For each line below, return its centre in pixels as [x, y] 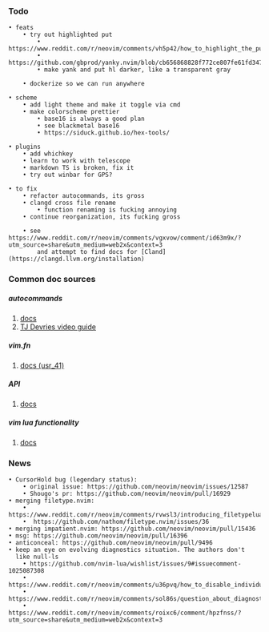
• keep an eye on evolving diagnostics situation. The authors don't [127, 550]
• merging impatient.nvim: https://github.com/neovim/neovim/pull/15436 [132, 529]
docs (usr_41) [42, 365]
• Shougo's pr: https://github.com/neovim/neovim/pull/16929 [126, 494]
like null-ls [37, 557]
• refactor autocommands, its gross [84, 196]
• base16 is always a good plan [91, 119]
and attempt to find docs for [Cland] [102, 252]
